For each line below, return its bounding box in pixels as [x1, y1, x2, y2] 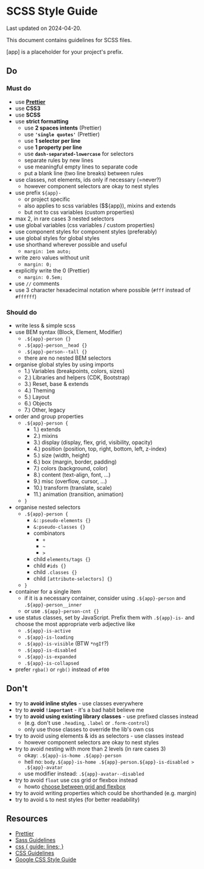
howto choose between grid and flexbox [24, 783, 126, 790]
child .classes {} [33, 568, 77, 575]
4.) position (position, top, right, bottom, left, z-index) [33, 445, 167, 453]
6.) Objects [24, 399, 52, 407]
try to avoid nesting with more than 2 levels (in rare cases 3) [15, 745, 166, 752]
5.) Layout [24, 393, 50, 401]
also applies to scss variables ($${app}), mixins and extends [24, 202, 176, 209]
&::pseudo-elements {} [33, 517, 91, 523]
